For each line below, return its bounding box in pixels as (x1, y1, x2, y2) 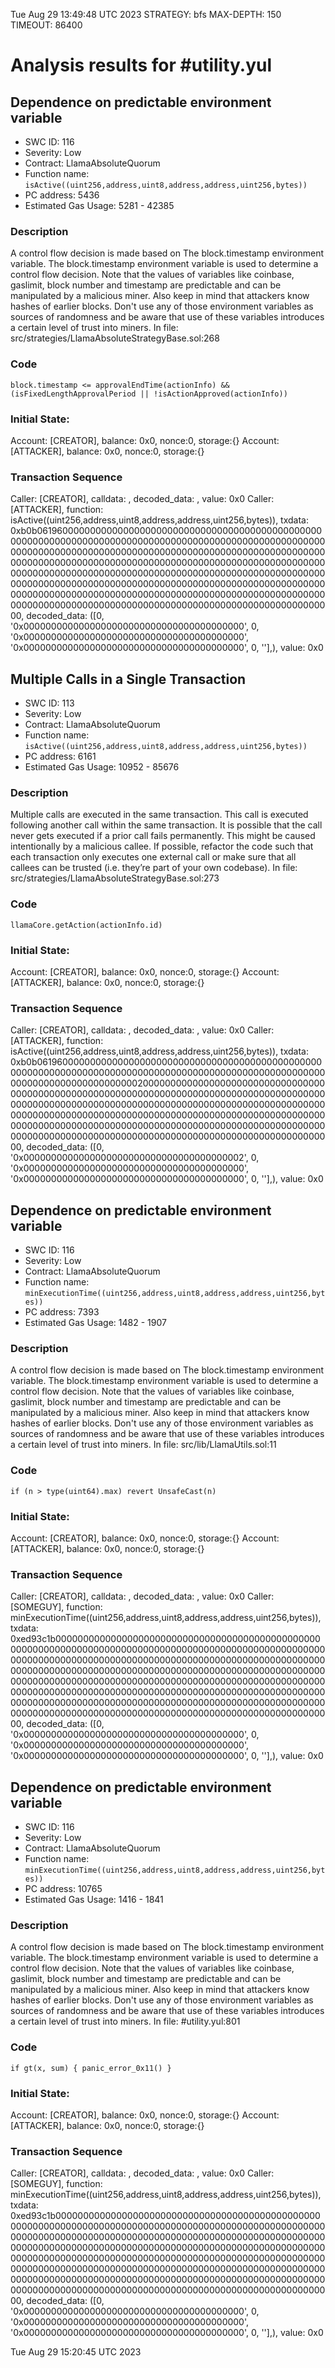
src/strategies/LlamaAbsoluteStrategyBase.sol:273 (10, 872, 220, 884)
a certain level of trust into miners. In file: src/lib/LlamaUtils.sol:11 (10, 1439, 277, 1451)
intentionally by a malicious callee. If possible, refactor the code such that (10, 840, 314, 853)
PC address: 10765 (24, 1883, 103, 1894)
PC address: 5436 (24, 189, 100, 201)
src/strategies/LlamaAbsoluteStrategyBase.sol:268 (10, 332, 220, 344)
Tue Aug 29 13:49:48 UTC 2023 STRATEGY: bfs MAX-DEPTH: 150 (10, 9, 282, 20)
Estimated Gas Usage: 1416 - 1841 (24, 1894, 164, 1905)
